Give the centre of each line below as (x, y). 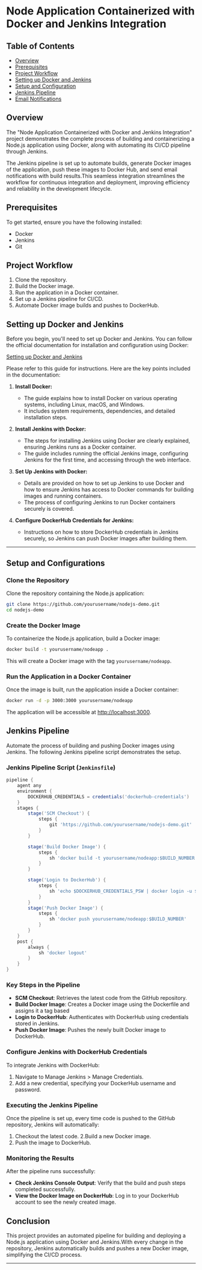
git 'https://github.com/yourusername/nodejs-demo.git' (121, 825)
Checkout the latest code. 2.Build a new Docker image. (83, 1136)
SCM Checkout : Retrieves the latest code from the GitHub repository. (101, 998)
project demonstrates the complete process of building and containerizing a (100, 138)
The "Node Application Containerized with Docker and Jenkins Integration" (99, 132)
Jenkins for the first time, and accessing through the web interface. (107, 460)
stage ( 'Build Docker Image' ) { (67, 846)
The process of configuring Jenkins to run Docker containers (99, 502)
